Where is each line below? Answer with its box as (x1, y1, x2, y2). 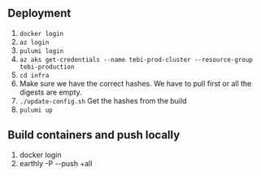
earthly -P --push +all (19, 158, 93, 168)
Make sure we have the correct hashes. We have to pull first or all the (19, 78, 252, 88)
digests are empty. (19, 87, 82, 97)
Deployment (7, 7, 72, 20)
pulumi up (19, 106, 54, 114)
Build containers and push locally (7, 128, 181, 142)
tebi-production (19, 63, 75, 71)
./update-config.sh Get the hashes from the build (19, 95, 187, 105)
